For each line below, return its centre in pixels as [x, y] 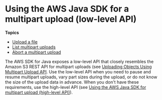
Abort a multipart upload [37, 52]
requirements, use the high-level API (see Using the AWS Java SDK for [76, 87]
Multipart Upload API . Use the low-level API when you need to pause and [78, 71]
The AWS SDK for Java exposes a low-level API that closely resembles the [79, 61]
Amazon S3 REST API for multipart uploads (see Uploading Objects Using [78, 67]
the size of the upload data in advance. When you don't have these [72, 82]
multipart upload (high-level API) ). [39, 92]
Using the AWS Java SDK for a [67, 9]
